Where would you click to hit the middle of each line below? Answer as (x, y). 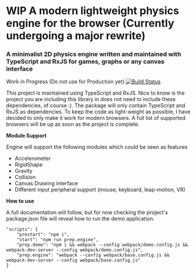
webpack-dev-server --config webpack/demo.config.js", (75, 250)
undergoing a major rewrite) (76, 36)
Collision (25, 177)
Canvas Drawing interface (46, 183)
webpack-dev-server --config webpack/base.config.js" (74, 260)
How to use (20, 201)
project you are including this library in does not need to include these (91, 99)
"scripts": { (22, 230)
